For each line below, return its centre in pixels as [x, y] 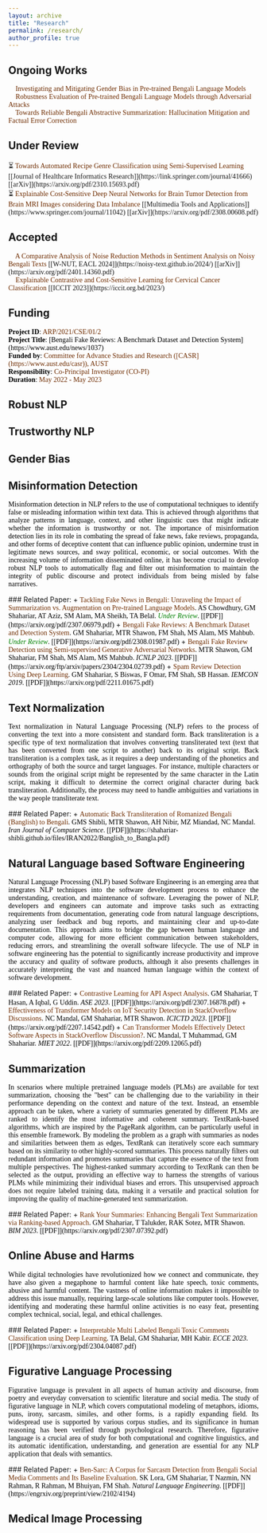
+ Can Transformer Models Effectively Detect [181, 1027]
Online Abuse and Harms [72, 1256]
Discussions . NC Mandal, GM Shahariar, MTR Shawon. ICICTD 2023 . [108, 1018]
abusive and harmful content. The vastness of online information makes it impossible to [133, 1290]
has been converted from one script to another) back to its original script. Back [133, 751]
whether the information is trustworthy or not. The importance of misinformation [133, 528]
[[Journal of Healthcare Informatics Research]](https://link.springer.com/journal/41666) [130, 176]
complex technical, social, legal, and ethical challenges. [85, 1314]
